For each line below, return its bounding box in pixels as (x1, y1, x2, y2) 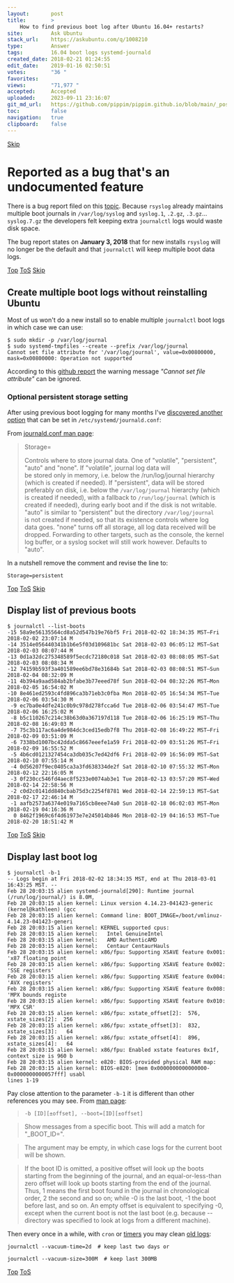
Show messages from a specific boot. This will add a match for (24, 1122, 205, 1131)
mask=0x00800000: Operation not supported (7, 355, 132, 362)
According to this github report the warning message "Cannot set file (7, 367, 205, 376)
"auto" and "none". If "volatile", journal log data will (24, 463, 171, 472)
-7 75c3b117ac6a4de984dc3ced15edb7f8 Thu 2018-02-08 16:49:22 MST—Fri (10, 727, 219, 734)
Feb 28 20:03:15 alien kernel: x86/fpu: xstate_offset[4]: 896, (7, 1034, 201, 1041)
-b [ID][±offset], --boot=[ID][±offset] (24, 1111, 143, 1118)
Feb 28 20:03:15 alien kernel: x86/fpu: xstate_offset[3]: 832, (7, 1022, 201, 1030)
